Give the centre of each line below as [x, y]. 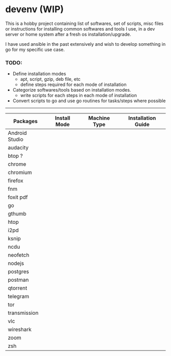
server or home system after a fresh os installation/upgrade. [68, 34]
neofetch [19, 255]
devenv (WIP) [35, 9]
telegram [19, 296]
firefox [16, 181]
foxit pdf [18, 197]
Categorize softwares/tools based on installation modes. [72, 90]
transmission [23, 313]
